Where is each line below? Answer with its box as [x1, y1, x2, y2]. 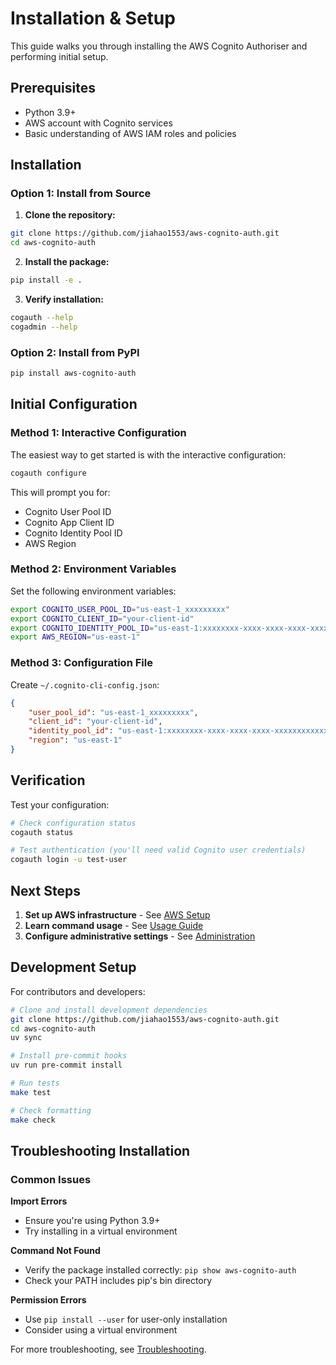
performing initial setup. [10, 50, 109, 62]
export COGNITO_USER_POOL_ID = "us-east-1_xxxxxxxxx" [10, 604, 230, 614]
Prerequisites [10, 80, 96, 97]
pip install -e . [10, 275, 83, 286]
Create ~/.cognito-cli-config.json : [10, 678, 160, 691]
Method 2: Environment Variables [10, 562, 177, 576]
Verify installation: [24, 293, 104, 306]
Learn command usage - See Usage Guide [24, 920, 204, 932]
